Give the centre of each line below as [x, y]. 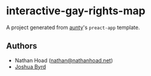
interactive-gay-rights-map [76, 11]
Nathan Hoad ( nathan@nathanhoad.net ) [64, 60]
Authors [22, 46]
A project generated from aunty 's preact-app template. [73, 27]
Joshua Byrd [30, 66]
